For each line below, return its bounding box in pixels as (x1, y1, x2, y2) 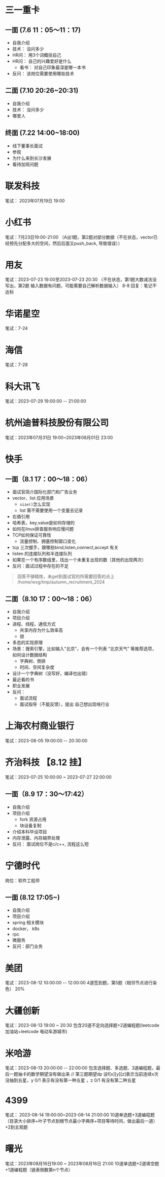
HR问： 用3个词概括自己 (12, 52, 62, 58)
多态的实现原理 (12, 640, 43, 645)
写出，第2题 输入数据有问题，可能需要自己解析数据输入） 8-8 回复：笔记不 (5, 283, 157, 289)
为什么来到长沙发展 (12, 155, 52, 161)
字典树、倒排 (19, 658, 46, 664)
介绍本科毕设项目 (12, 828, 47, 835)
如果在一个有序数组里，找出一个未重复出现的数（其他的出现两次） (12, 557, 146, 563)
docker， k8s (12, 926, 40, 932)
